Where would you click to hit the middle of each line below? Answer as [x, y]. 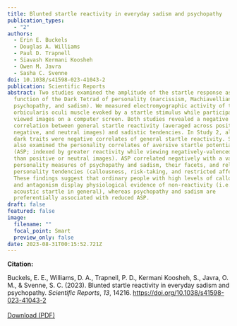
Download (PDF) [31, 315]
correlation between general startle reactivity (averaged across [113, 126]
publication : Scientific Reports [56, 86]
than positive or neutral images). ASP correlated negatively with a [118, 159]
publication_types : [36, 21]
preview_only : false [44, 238]
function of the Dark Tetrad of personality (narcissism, [101, 100]
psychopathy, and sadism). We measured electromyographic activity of [120, 106]
